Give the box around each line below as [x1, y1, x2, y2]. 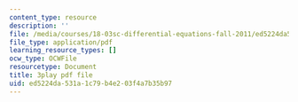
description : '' [9, 21, 69, 30]
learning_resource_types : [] [9, 46, 117, 55]
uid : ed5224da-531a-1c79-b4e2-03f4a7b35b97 [9, 79, 173, 88]
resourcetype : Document [9, 63, 98, 72]
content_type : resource [9, 12, 98, 22]
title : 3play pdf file [9, 71, 93, 80]
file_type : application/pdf [9, 37, 114, 47]
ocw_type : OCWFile [9, 54, 77, 63]
